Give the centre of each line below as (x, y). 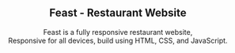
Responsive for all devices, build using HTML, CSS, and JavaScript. (118, 40)
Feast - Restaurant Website (118, 13)
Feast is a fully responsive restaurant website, (118, 32)
